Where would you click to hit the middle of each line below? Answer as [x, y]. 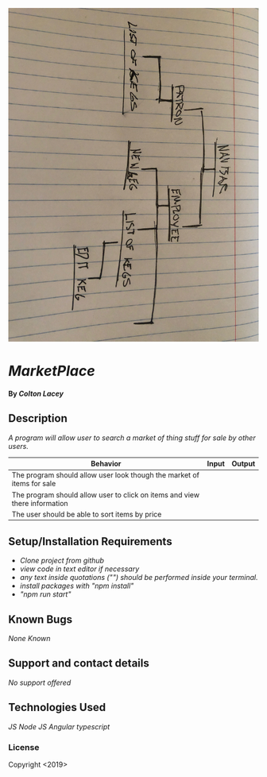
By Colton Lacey [36, 393]
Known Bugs [41, 619]
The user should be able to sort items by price [87, 514]
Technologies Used [57, 707]
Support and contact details [79, 663]
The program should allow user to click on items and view [106, 495]
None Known [29, 638]
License [24, 747]
